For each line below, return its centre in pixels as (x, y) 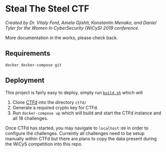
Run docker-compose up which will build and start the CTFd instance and (87, 113)
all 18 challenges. (30, 118)
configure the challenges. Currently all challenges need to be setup (75, 133)
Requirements (28, 53)
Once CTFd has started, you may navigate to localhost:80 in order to (77, 128)
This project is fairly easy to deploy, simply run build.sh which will (74, 92)
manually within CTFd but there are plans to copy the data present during (81, 138)
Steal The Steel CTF (47, 9)
